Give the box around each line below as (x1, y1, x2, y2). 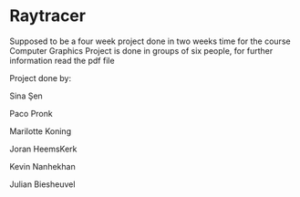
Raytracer (9, 5, 87, 26)
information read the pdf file (9, 55, 116, 66)
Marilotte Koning (9, 125, 71, 137)
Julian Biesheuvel (9, 179, 76, 190)
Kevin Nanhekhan (9, 161, 76, 171)
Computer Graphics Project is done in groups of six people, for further (9, 45, 274, 56)
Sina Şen (9, 90, 43, 101)
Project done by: (9, 72, 71, 83)
